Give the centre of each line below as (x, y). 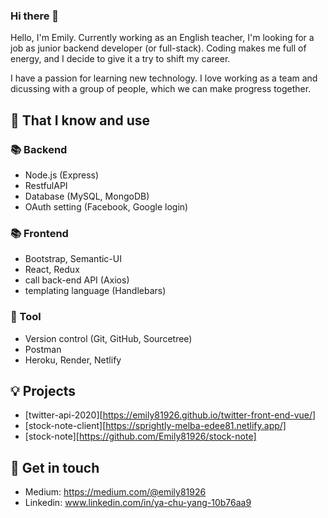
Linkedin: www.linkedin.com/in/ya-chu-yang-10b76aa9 (138, 503)
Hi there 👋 (35, 16)
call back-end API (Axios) (77, 280)
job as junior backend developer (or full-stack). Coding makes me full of (158, 48)
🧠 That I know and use (80, 120)
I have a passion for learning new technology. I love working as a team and (164, 78)
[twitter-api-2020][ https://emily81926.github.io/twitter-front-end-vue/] (170, 415)
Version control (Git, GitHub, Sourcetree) (108, 338)
